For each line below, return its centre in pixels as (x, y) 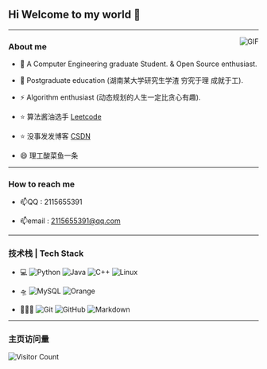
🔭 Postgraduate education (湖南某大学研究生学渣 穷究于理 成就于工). (132, 80)
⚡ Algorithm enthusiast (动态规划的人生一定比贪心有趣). (110, 97)
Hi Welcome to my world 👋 (74, 15)
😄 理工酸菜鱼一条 (49, 155)
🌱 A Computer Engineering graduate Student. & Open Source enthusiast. (138, 64)
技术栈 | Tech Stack (46, 253)
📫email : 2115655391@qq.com (70, 221)
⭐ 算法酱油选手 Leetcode (60, 117)
